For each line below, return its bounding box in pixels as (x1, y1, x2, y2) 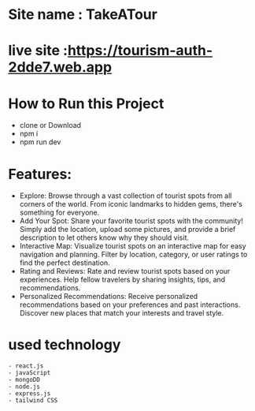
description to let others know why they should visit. (19, 233, 189, 242)
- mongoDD (8, 376, 41, 384)
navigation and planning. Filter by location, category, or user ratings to (19, 250, 248, 260)
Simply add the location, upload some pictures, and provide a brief (19, 225, 236, 234)
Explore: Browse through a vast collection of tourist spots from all (19, 191, 232, 200)
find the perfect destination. (19, 258, 110, 267)
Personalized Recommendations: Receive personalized (19, 292, 198, 301)
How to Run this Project (8, 95, 164, 112)
